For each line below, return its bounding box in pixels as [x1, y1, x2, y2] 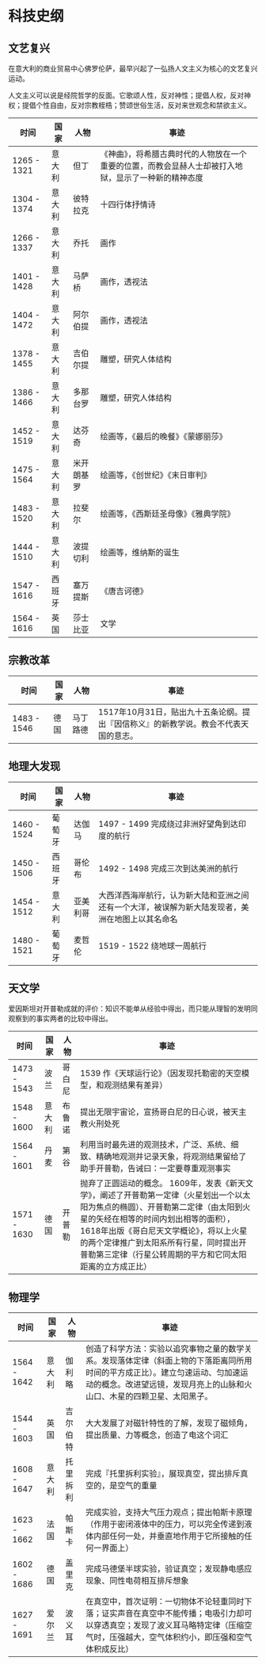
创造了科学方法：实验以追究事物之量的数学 [85, 1343, 245, 1354]
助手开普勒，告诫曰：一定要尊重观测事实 [80, 1163, 231, 1174]
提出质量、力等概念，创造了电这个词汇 [85, 1430, 229, 1441]
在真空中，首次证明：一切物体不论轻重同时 [85, 1596, 245, 1607]
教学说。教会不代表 [169, 718, 241, 729]
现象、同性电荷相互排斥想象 [85, 1575, 189, 1587]
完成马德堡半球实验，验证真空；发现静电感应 [85, 1564, 253, 1575]
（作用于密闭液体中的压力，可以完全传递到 [85, 1519, 245, 1530]
